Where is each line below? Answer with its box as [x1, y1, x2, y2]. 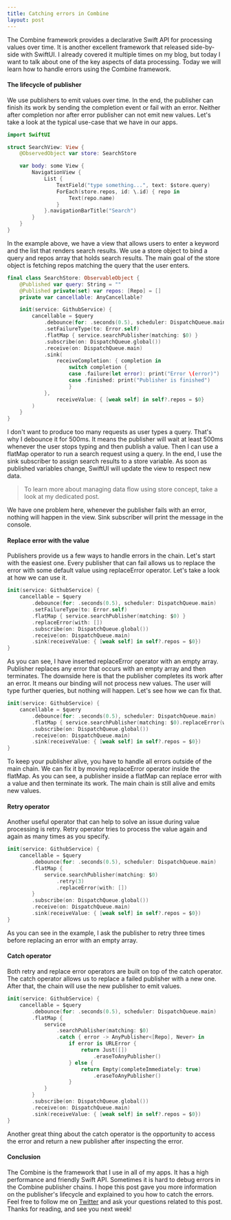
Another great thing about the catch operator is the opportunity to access [7, 1130, 215, 1138]
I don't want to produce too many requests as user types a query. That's [7, 428, 212, 436]
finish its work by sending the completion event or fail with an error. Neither [7, 103, 221, 111]
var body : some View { [19, 163, 85, 170]
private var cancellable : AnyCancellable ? [19, 294, 143, 301]
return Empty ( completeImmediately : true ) [80, 1065, 201, 1073]
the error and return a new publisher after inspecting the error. [7, 1137, 184, 1145]
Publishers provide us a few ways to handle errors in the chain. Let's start [7, 551, 215, 560]
